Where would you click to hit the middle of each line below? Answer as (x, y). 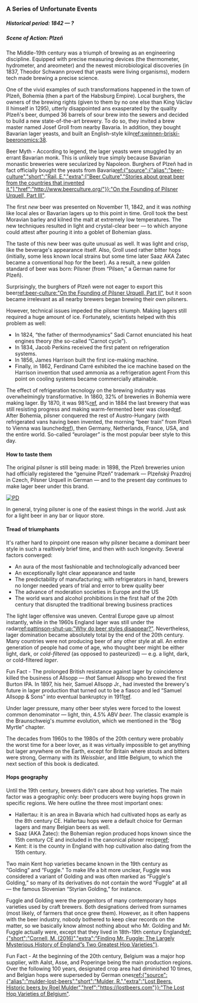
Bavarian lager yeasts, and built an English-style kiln (70, 134)
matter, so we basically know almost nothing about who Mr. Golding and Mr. (98, 925)
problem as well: (26, 323)
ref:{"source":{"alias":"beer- (150, 170)
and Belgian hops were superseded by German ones (70, 975)
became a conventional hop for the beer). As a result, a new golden (88, 263)
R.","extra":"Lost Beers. (144, 981)
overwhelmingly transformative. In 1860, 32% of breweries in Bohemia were (98, 397)
